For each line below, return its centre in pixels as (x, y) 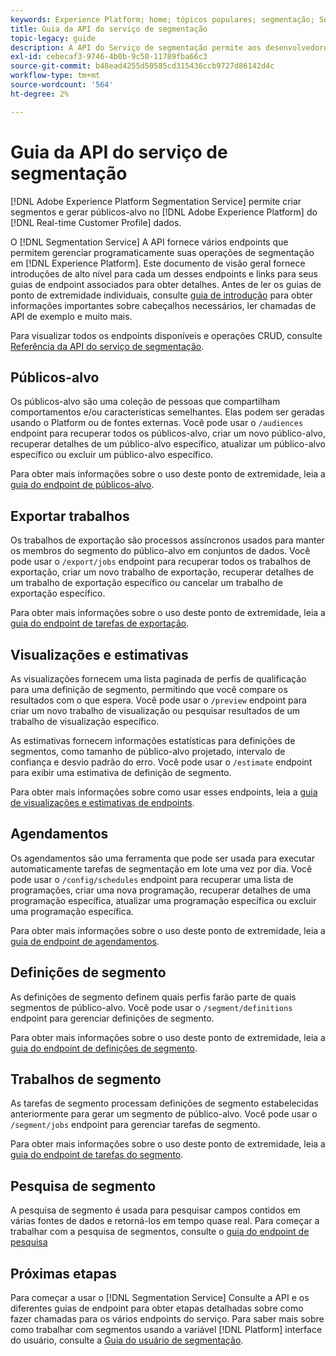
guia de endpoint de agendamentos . (85, 941)
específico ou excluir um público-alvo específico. (112, 455)
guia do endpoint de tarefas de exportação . (100, 623)
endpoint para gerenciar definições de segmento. (112, 1018)
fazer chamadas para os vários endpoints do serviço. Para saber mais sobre (167, 1319)
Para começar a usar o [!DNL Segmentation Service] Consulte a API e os (160, 1298)
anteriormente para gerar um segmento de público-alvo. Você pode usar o (164, 1114)
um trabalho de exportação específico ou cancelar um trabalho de (146, 583)
